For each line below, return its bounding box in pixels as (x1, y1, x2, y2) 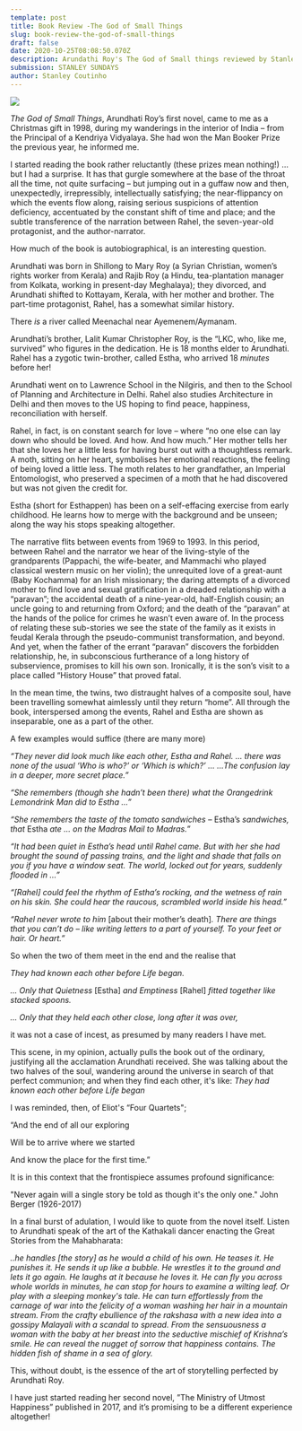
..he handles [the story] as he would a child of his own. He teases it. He (10, 1252, 274, 1263)
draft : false (10, 38, 59, 48)
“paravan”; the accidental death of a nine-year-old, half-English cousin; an (10, 593, 285, 604)
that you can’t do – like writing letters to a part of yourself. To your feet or (10, 923, 281, 934)
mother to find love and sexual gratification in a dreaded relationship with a (10, 584, 287, 595)
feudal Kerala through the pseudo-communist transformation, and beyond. (10, 632, 285, 642)
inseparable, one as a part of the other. (10, 715, 154, 727)
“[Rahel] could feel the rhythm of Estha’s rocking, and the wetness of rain (10, 886, 282, 897)
